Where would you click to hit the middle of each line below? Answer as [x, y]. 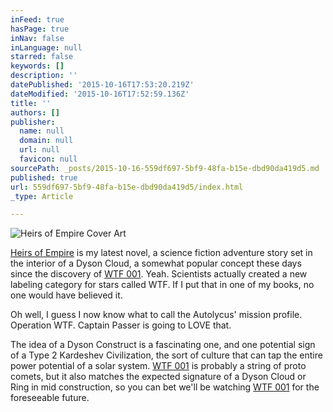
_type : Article [42, 196]
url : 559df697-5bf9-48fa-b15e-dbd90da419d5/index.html [127, 187]
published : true [44, 177]
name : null [42, 131]
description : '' [44, 76]
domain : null [46, 141]
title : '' [31, 103]
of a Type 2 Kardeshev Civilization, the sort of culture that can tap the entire [166, 355]
